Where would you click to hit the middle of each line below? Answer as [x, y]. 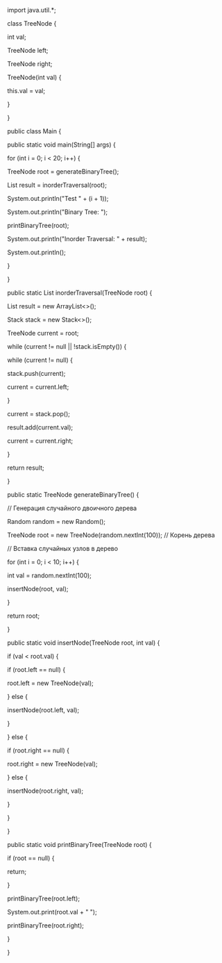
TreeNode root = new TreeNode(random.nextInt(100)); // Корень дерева [111, 535]
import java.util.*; [32, 10]
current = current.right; [40, 441]
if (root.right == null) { [39, 750]
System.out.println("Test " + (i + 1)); [58, 198]
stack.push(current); [36, 373]
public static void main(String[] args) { [61, 145]
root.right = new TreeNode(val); [53, 764]
